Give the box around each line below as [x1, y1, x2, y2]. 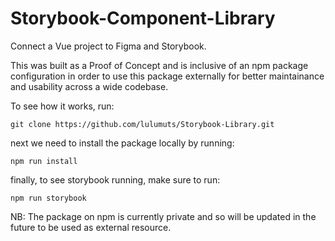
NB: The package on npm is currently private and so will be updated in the [10, 210, 317, 222]
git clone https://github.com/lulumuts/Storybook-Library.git [10, 119, 275, 129]
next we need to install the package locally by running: [10, 137, 235, 149]
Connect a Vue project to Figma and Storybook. [10, 40, 207, 52]
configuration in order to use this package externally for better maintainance [10, 70, 325, 82]
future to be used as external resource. [10, 221, 172, 233]
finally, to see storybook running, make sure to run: [10, 173, 221, 186]
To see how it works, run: [10, 100, 115, 112]
